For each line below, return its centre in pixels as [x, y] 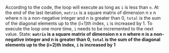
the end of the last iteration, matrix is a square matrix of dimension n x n [81, 13]
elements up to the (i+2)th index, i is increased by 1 [60, 45]
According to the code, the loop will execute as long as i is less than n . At [82, 7]
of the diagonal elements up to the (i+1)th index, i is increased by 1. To [79, 23]
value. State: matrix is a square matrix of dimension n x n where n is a [79, 34]
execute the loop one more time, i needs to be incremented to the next [79, 29]
